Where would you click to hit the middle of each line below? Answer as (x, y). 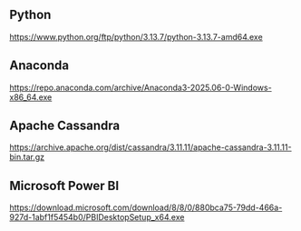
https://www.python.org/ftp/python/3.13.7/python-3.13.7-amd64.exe (136, 36)
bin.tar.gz (27, 157)
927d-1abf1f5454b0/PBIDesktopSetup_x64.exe (97, 217)
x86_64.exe (31, 97)
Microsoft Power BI (64, 186)
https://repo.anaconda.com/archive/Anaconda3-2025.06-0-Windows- (141, 87)
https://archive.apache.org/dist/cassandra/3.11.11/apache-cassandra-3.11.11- (150, 147)
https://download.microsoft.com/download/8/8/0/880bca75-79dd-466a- (146, 207)
